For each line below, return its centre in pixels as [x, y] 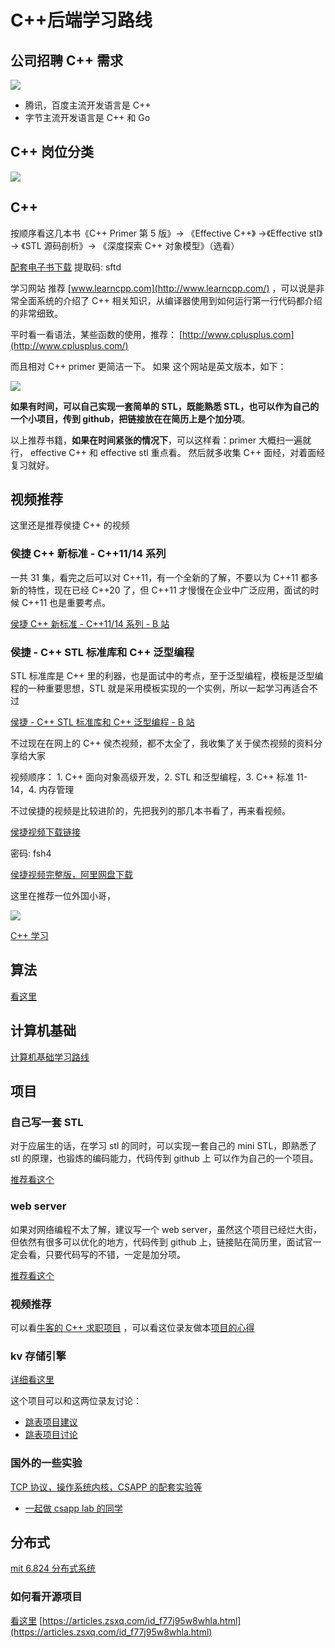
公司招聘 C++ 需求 [66, 60]
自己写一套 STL [47, 1122]
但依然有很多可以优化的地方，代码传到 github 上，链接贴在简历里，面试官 [161, 1242]
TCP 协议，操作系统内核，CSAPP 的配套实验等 [106, 1487]
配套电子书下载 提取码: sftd [66, 267]
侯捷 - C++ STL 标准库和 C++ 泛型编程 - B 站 [102, 722]
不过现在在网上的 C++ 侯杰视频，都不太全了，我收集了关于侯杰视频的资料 [162, 743]
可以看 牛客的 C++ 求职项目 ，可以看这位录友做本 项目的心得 [132, 1327]
